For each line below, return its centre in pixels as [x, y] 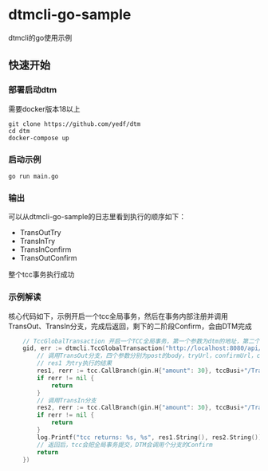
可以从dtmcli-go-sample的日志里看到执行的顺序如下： [97, 217]
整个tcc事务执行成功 [41, 275]
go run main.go [33, 176]
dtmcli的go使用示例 [40, 37]
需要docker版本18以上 [45, 108]
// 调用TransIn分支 [67, 400]
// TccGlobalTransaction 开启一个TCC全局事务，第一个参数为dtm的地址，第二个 [142, 341]
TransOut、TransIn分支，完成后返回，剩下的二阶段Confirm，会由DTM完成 [130, 326]
